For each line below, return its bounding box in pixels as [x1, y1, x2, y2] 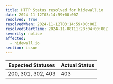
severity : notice [5, 31, 42, 36]
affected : [5, 36, 26, 41]
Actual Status [61, 62, 95, 69]
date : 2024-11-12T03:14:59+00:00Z [5, 12, 79, 17]
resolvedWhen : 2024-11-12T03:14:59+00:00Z [5, 21, 97, 27]
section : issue [5, 45, 38, 50]
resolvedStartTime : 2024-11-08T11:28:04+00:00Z [5, 26, 108, 32]
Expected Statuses [8, 62, 55, 69]
